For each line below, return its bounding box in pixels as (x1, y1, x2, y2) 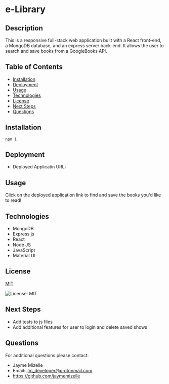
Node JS (12, 242, 31, 248)
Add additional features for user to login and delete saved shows (12, 324, 148, 330)
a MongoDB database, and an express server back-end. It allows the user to (5, 43, 164, 49)
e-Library (5, 4, 46, 15)
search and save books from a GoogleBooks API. (5, 48, 107, 54)
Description (5, 24, 43, 32)
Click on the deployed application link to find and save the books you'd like (5, 192, 161, 198)
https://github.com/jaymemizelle (12, 373, 80, 379)
